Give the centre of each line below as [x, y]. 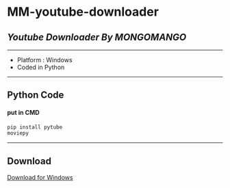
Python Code [36, 95]
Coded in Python [41, 67]
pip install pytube [35, 127]
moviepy [18, 133]
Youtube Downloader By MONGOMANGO [97, 37]
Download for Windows [40, 178]
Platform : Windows [45, 60]
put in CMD [23, 112]
